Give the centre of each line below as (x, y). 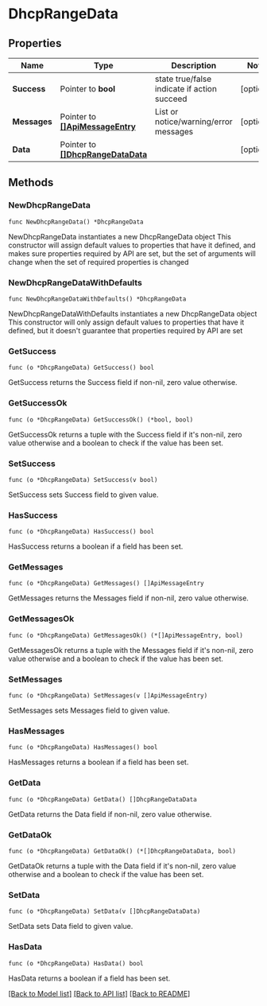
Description (194, 66)
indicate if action (186, 89)
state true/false (183, 79)
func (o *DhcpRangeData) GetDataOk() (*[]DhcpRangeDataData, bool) (122, 851)
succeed (171, 99)
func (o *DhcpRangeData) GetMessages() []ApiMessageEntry (106, 584)
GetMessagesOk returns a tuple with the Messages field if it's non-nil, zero (131, 650)
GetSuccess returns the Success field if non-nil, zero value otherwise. (123, 383)
